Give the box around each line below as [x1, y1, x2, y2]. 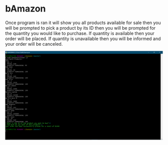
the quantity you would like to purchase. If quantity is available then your [5, 30, 155, 36]
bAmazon [5, 3, 46, 15]
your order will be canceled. [5, 41, 63, 47]
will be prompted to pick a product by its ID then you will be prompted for [5, 25, 156, 31]
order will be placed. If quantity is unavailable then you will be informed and [5, 36, 161, 42]
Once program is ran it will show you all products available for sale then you [5, 20, 161, 26]
